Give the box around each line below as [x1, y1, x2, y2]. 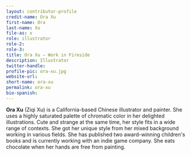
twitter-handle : [6, 63, 46, 69]
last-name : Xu [6, 25, 41, 31]
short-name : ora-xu [6, 79, 54, 85]
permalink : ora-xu [6, 85, 51, 91]
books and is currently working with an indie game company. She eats [6, 137, 175, 144]
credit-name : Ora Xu [6, 14, 57, 20]
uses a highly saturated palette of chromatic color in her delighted [6, 112, 165, 119]
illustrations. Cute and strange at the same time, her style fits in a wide [6, 118, 176, 126]
